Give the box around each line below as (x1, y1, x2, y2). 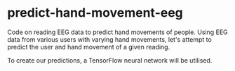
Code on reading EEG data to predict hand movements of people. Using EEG (7, 28, 228, 36)
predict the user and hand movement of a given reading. (7, 42, 170, 51)
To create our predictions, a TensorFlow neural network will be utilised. (7, 56, 213, 64)
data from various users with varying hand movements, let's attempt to (7, 35, 212, 43)
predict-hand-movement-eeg (7, 5, 184, 21)
